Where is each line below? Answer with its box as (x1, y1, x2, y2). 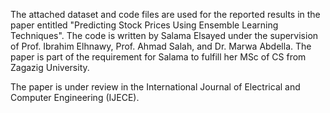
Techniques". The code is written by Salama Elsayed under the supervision (10, 30, 319, 41)
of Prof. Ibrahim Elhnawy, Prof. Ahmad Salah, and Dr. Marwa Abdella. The (10, 40, 312, 52)
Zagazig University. (10, 62, 90, 73)
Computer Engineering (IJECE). (10, 92, 140, 103)
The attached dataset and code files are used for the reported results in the (10, 9, 321, 20)
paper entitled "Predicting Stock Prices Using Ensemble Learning (10, 19, 279, 31)
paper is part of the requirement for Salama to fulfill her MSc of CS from (10, 51, 307, 63)
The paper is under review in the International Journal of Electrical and (10, 81, 301, 93)
